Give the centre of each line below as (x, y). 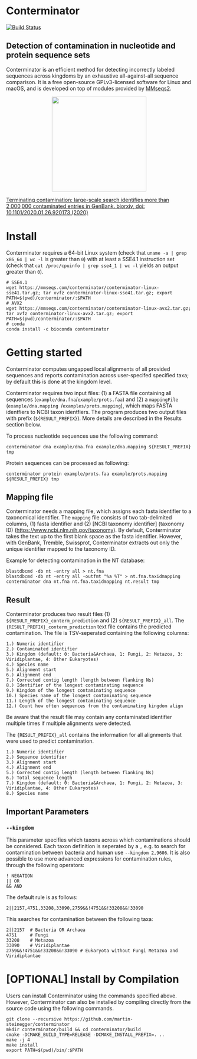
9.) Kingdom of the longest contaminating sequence (71, 691)
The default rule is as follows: (42, 897)
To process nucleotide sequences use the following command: (82, 436)
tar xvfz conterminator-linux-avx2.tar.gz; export (70, 313)
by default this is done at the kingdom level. (59, 381)
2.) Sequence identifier (37, 757)
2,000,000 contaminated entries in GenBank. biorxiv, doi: (75, 206)
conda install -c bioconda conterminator (58, 329)
